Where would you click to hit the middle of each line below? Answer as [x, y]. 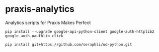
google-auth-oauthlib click [34, 36]
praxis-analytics [40, 9]
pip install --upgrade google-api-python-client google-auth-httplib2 [80, 31]
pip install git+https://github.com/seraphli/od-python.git [69, 44]
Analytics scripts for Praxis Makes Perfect [48, 23]
